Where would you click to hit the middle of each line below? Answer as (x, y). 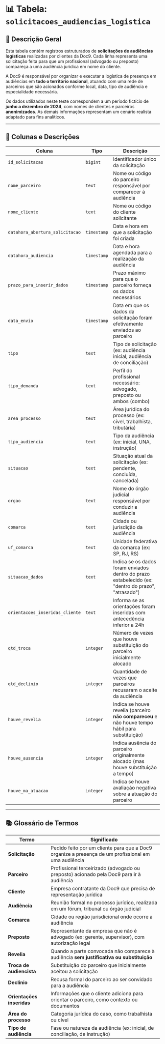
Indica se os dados (135, 561)
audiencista (22, 971)
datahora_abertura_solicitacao (45, 232)
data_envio (21, 320)
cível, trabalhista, (132, 421)
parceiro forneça (132, 285)
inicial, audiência (132, 356)
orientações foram (134, 606)
